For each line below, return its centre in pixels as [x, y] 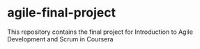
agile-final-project [62, 13]
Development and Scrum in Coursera [60, 39]
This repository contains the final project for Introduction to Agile [100, 32]
